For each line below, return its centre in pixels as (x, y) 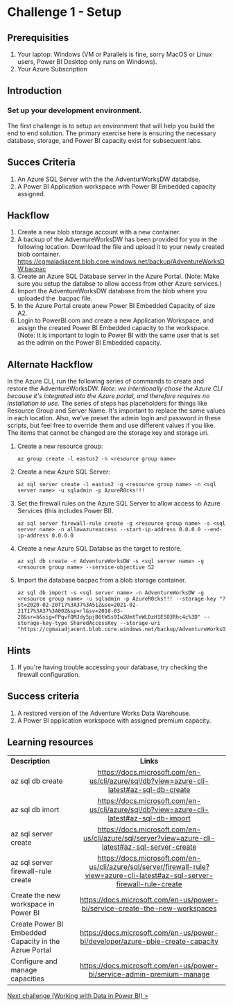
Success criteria (43, 697)
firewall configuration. (49, 674)
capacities (28, 979)
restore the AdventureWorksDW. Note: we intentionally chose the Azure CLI (115, 388)
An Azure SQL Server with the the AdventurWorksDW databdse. (109, 179)
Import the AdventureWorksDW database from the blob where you (112, 291)
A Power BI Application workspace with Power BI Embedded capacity (116, 186)
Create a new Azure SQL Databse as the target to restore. (100, 549)
